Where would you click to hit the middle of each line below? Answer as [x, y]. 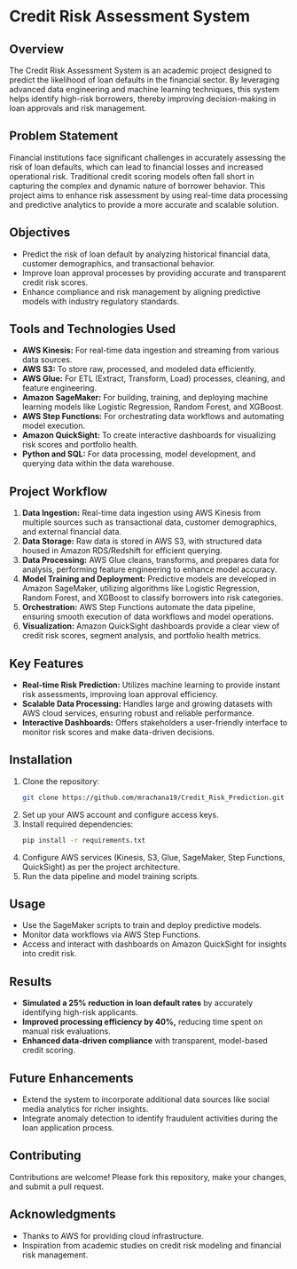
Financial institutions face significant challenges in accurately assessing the [148, 157]
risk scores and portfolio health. [80, 445]
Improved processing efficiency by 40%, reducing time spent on [142, 1022]
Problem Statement [64, 136]
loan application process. [68, 1128]
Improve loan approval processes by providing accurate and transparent [154, 273]
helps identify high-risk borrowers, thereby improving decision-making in [143, 99]
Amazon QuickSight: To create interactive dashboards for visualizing [149, 435]
